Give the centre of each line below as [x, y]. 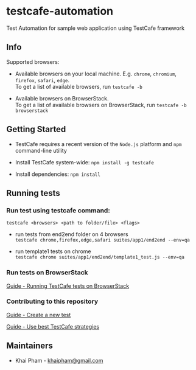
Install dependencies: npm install [58, 174]
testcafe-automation [60, 11]
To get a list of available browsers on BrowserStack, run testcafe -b [101, 105]
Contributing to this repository [52, 301]
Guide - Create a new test [39, 315]
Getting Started [36, 129]
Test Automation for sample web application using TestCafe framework [95, 28]
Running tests [33, 193]
